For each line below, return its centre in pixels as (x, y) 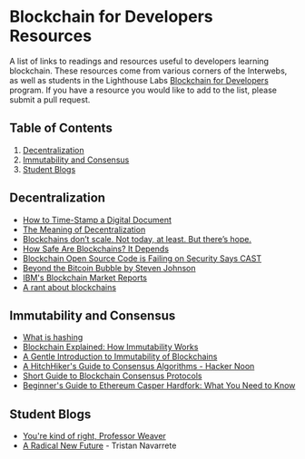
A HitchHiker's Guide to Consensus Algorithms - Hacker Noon (138, 366)
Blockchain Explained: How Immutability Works (110, 347)
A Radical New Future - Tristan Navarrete (99, 445)
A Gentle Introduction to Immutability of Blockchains (120, 356)
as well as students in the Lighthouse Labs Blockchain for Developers (139, 80)
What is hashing (53, 337)
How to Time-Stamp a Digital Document (97, 220)
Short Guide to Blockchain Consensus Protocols (112, 376)
